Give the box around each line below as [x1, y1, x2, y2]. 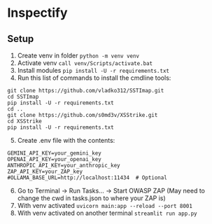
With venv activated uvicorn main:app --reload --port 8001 [17, 202, 192, 209]
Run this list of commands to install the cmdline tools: [17, 73, 171, 82]
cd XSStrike [7, 118, 42, 125]
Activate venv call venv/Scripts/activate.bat [17, 59, 153, 67]
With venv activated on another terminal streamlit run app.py [17, 209, 197, 217]
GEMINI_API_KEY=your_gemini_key [7, 150, 101, 157]
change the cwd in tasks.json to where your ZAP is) [17, 194, 166, 202]
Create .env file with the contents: [17, 136, 115, 144]
